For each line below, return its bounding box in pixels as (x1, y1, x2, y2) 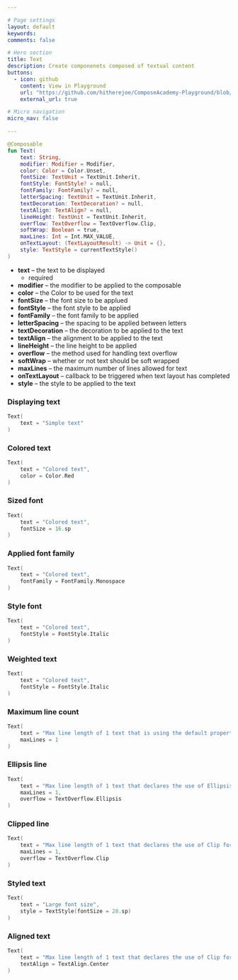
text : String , (20, 154, 62, 161)
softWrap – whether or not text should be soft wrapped (17, 356, 179, 365)
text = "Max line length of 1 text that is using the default (20, 729, 208, 736)
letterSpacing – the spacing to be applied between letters (17, 318, 187, 327)
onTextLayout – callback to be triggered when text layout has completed (17, 371, 230, 380)
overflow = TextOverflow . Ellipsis (20, 795, 122, 803)
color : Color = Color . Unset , (20, 167, 106, 174)
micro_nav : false (7, 115, 59, 122)
